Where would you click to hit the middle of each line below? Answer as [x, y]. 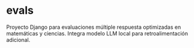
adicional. [18, 40]
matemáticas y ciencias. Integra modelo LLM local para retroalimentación [97, 33]
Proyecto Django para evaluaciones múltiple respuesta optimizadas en [94, 27]
